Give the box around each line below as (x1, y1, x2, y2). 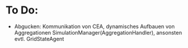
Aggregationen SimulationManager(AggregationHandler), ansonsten (14, 29, 183, 36)
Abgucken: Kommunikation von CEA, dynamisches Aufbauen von (14, 23, 175, 30)
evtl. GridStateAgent (14, 35, 64, 42)
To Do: (5, 4, 39, 17)
